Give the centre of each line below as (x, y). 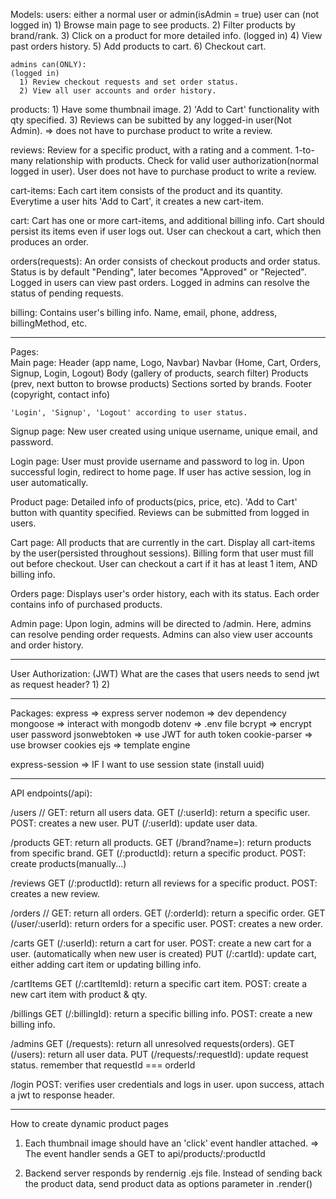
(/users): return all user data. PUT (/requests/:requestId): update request (159, 1054)
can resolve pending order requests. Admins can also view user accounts (161, 634)
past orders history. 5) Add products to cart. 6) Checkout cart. (138, 46)
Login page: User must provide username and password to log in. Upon (157, 461)
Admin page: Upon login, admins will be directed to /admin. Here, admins (161, 623)
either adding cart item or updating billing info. (106, 964)
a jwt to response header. (62, 1095)
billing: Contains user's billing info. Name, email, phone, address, (144, 312)
